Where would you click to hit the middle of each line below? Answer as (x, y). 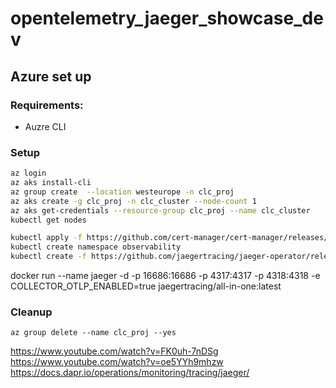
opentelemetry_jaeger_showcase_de (167, 18)
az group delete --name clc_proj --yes (93, 333)
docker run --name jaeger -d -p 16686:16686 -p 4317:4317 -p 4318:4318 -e (165, 276)
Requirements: (47, 105)
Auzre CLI (45, 126)
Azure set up (51, 76)
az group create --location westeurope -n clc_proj (122, 192)
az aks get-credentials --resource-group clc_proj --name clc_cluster (160, 210)
